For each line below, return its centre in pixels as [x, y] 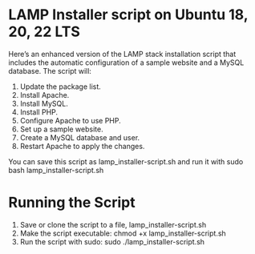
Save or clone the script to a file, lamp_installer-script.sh [113, 224]
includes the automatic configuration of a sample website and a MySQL [126, 62]
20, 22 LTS [44, 32]
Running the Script [72, 203]
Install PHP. [39, 112]
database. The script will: [50, 71]
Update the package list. [61, 87]
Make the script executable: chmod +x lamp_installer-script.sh [123, 233]
